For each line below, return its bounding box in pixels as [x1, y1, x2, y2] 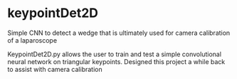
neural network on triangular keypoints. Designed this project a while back [7, 57, 226, 65]
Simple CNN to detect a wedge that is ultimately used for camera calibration [7, 28, 231, 37]
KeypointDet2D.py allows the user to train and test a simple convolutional [7, 50, 222, 58]
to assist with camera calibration [7, 65, 102, 73]
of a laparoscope [7, 36, 58, 44]
